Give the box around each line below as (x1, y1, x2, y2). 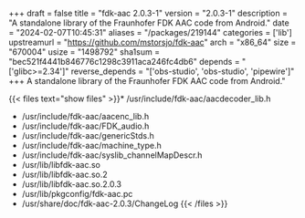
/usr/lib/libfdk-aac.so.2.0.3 (21, 179, 122, 190)
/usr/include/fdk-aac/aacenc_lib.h (21, 111, 150, 121)
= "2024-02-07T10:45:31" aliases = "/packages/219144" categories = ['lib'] (8, 27, 293, 37)
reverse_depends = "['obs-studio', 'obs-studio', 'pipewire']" (70, 66, 295, 77)
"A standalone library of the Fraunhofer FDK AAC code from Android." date (8, 17, 289, 28)
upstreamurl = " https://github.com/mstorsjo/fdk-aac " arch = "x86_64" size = (8, 36, 297, 47)
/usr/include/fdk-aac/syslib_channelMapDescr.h (21, 150, 203, 161)
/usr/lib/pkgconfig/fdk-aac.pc (21, 189, 133, 199)
